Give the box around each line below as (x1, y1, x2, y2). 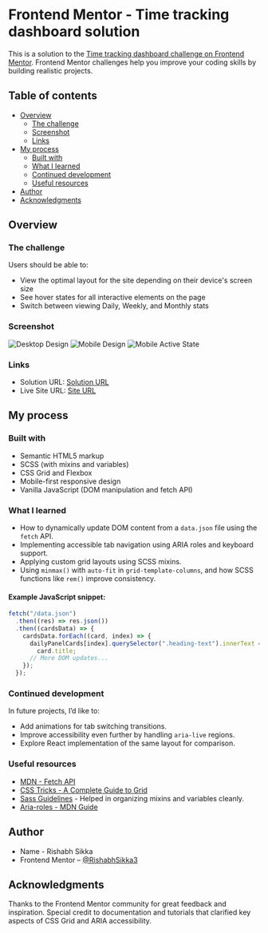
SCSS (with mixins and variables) (19, 459, 129, 468)
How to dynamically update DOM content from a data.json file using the (19, 523, 258, 532)
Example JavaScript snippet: (8, 592, 106, 602)
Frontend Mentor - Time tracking (8, 6, 230, 24)
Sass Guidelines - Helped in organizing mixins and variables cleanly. (19, 793, 245, 803)
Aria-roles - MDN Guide (19, 802, 98, 812)
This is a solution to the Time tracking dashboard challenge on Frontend (8, 49, 245, 58)
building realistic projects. (8, 65, 93, 75)
